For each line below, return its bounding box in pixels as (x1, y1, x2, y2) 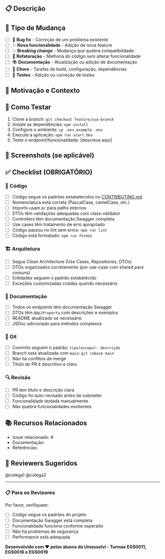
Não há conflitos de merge (12, 356, 66, 362)
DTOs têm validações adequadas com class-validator (12, 211, 120, 217)
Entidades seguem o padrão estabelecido (12, 275, 97, 280)
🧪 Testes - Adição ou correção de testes (12, 72, 95, 78)
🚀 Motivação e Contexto (5, 86, 80, 95)
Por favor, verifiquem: (5, 502, 49, 508)
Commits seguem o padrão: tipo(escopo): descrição (12, 344, 120, 350)
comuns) (12, 270, 30, 276)
